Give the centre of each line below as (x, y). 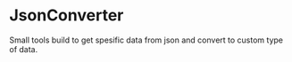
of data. (24, 49)
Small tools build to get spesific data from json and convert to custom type (146, 40)
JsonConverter (67, 15)
